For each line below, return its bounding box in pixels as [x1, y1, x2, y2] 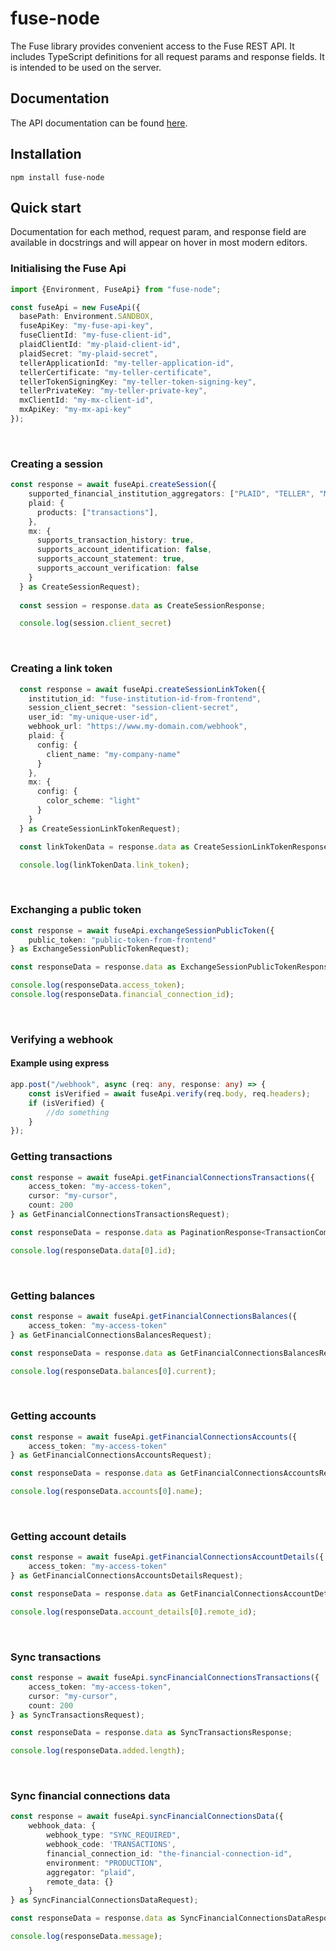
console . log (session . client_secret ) [19, 618, 172, 629]
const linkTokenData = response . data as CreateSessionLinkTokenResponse [19, 842, 329, 852]
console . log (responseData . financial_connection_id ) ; [10, 990, 235, 1000]
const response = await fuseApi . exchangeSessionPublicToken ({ [10, 925, 275, 936]
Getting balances [10, 1288, 96, 1302]
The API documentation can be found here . [10, 117, 188, 129]
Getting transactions [10, 1150, 113, 1164]
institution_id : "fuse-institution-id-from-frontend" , [28, 693, 262, 704]
